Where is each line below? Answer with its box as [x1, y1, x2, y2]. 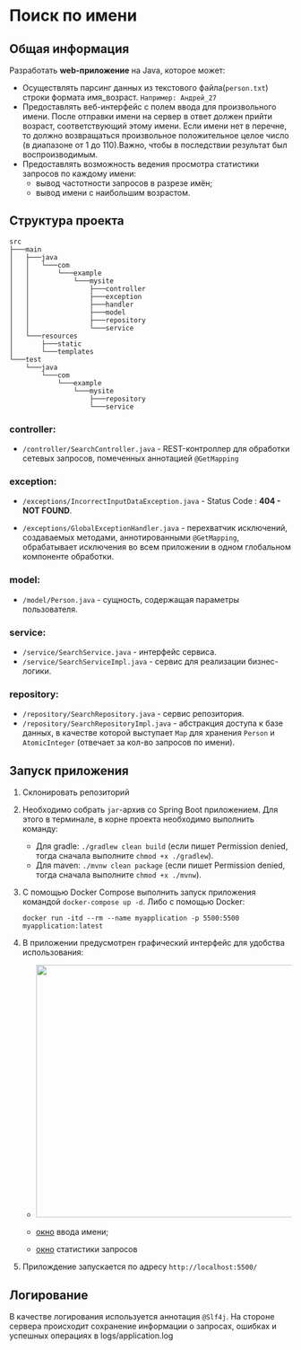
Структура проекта [9, 213, 125, 229]
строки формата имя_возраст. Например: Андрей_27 [21, 92, 217, 102]
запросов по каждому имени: [21, 168, 137, 179]
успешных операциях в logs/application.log [9, 1330, 174, 1341]
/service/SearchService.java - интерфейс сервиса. [21, 647, 217, 657]
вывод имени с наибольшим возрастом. [35, 188, 191, 198]
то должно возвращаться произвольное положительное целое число [21, 130, 289, 140]
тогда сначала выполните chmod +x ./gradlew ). [35, 851, 214, 861]
